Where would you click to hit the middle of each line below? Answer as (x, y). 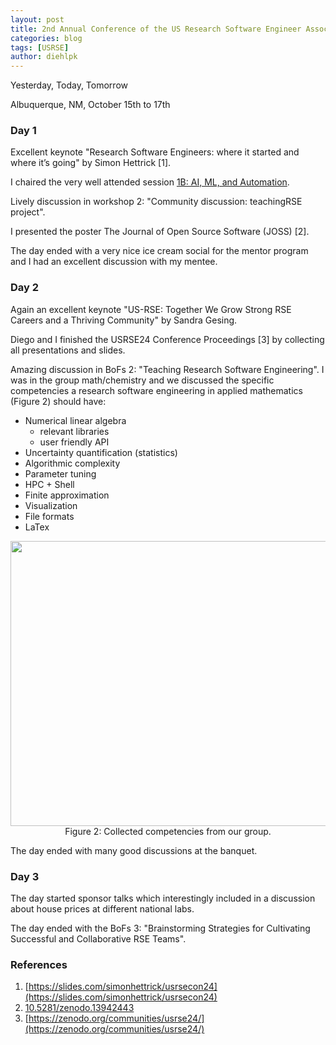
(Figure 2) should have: (58, 401)
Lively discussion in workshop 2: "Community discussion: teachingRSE (156, 202)
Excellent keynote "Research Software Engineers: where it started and (155, 152)
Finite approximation (67, 495)
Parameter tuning (60, 473)
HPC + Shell (49, 484)
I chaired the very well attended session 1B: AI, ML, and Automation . (150, 182)
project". (28, 212)
